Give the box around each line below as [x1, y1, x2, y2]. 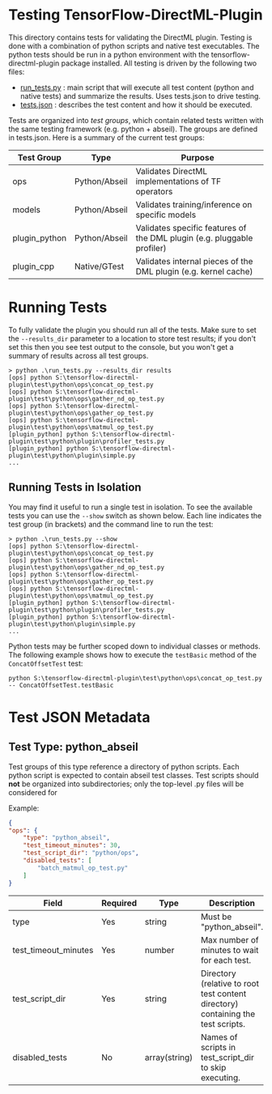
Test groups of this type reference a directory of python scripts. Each [8, 761, 240, 771]
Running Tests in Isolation [8, 480, 142, 495]
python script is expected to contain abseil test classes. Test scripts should [8, 770, 259, 780]
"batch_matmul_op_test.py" [37, 864, 129, 872]
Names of [201, 1031, 238, 1042]
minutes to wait [201, 944, 259, 956]
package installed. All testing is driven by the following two [61, 58, 257, 68]
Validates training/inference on [135, 198, 253, 210]
